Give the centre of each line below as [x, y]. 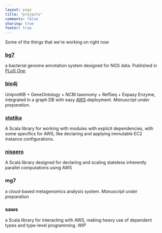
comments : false [22, 19]
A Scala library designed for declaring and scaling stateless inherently [76, 162]
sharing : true [20, 23]
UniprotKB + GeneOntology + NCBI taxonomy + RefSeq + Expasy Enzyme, [80, 94]
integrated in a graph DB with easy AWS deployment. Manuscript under [77, 100]
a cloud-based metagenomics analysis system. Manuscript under [71, 191]
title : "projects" [24, 14]
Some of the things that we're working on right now [57, 42]
